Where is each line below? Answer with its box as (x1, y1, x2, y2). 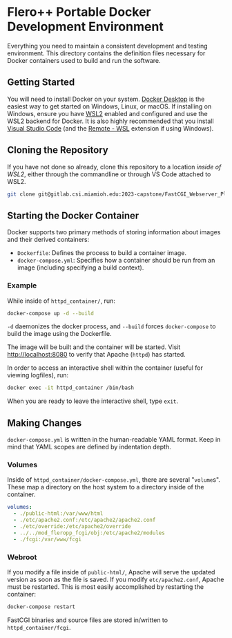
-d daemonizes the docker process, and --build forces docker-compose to (7, 322, 216, 330)
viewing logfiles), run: (7, 371, 69, 379)
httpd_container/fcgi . (7, 623, 71, 631)
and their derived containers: (7, 236, 90, 244)
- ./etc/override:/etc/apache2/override (13, 523, 131, 530)
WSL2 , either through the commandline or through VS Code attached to (7, 170, 211, 178)
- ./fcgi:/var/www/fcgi (13, 536, 81, 543)
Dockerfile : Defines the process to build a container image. (17, 249, 187, 257)
